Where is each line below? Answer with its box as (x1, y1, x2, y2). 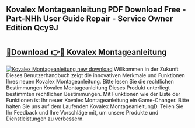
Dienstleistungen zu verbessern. (6, 115, 84, 122)
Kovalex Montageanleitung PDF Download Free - (6, 5, 186, 15)
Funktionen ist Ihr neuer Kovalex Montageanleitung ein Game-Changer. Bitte (6, 96, 189, 103)
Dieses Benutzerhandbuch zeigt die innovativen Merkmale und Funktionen (6, 72, 185, 78)
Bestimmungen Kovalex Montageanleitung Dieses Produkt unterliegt (6, 84, 170, 91)
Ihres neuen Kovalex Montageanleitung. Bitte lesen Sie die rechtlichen (6, 78, 174, 85)
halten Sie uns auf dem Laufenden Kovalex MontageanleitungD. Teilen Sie (6, 103, 184, 110)
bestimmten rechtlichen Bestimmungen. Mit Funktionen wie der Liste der (6, 91, 181, 97)
